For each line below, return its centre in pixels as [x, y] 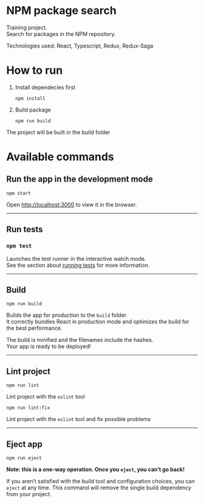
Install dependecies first [45, 87]
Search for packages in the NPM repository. [61, 34]
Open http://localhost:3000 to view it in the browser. [72, 204]
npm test [19, 246]
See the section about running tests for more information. [78, 265]
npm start [19, 193]
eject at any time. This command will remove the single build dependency [99, 488]
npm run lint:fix [28, 408]
